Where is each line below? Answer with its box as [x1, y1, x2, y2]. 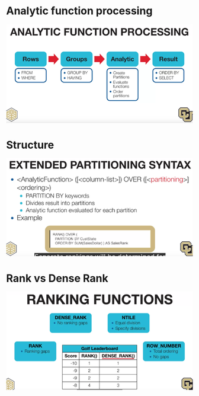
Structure [6, 138, 54, 152]
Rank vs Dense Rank [6, 272, 108, 285]
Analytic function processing [6, 4, 153, 18]
